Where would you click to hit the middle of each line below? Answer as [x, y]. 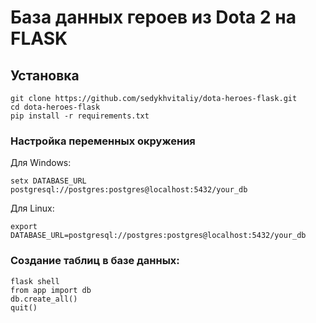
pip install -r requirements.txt [80, 116]
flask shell [35, 281]
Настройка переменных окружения [103, 141]
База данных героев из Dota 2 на [153, 17]
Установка [45, 75]
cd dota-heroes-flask [55, 107]
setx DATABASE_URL [48, 181]
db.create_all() [44, 299]
